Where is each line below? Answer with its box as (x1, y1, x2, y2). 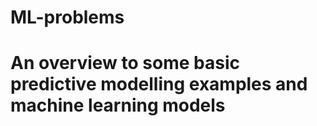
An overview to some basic (10, 52, 240, 75)
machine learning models (10, 94, 226, 117)
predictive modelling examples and (10, 73, 308, 96)
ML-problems (10, 6, 125, 29)
